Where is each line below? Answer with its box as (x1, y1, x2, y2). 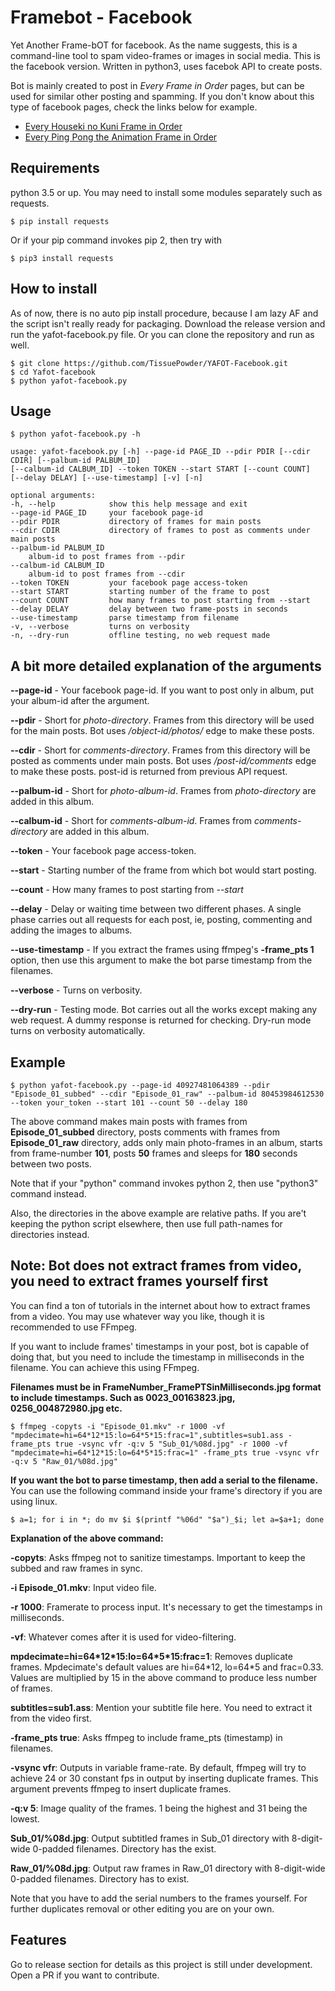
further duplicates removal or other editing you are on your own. (10, 1902, 275, 1915)
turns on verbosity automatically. (10, 1025, 146, 1037)
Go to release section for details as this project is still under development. (10, 1958, 313, 1970)
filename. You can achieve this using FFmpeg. (10, 1361, 200, 1373)
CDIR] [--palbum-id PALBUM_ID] (10, 456, 141, 466)
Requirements (10, 160, 100, 177)
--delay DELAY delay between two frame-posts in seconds (10, 604, 288, 615)
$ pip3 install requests (10, 253, 114, 263)
